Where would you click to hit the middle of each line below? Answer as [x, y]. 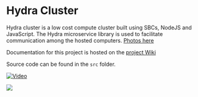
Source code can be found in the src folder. [61, 64]
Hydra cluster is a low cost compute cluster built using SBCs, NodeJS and [99, 27]
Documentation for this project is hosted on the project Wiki [81, 52]
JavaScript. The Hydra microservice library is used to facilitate [85, 34]
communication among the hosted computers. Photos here [80, 40]
